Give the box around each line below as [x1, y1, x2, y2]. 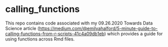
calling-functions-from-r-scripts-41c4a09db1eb [5, 30, 105, 36]
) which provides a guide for [104, 30, 163, 36]
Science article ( [5, 25, 39, 31]
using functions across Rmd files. [5, 36, 75, 42]
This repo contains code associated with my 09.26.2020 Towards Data [5, 20, 153, 26]
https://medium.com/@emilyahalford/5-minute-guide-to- [38, 25, 158, 31]
